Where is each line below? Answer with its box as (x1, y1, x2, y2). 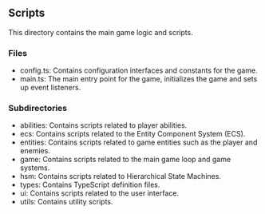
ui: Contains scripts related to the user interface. (19, 188, 180, 198)
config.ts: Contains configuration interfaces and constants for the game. (19, 65, 258, 75)
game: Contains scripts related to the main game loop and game (19, 155, 231, 164)
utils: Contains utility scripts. (19, 197, 113, 207)
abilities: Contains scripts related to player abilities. (19, 121, 188, 130)
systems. (19, 163, 50, 172)
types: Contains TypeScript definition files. (19, 180, 160, 190)
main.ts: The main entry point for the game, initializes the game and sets (19, 74, 258, 84)
